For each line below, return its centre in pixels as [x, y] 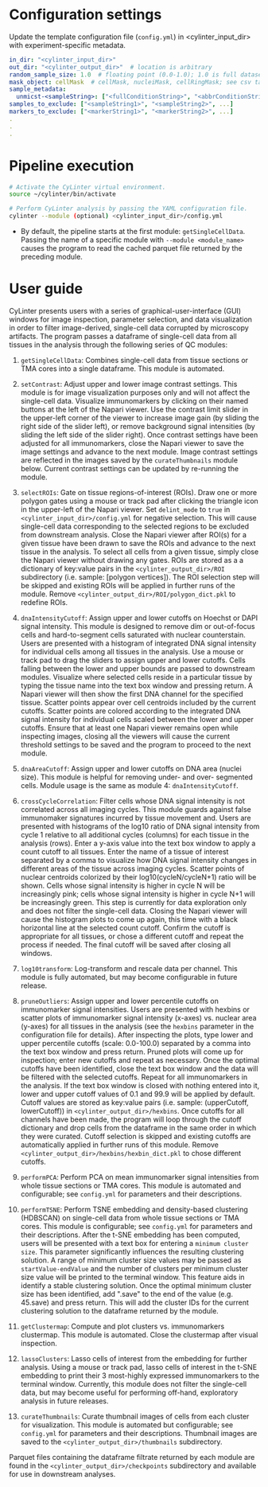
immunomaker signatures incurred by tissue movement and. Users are [136, 818]
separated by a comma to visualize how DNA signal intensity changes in [138, 860]
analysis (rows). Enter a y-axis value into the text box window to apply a [138, 843]
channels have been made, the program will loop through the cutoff [131, 1119]
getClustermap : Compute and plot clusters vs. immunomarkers [122, 1326]
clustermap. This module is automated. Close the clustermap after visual [139, 1334]
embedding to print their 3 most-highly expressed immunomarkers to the [140, 1376]
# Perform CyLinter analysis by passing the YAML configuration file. [128, 209]
